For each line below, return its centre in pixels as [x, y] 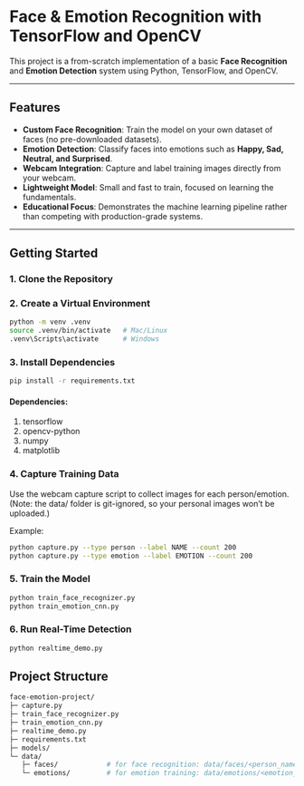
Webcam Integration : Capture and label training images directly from [152, 168]
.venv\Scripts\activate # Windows [85, 339]
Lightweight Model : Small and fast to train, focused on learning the [148, 187]
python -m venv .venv [50, 322]
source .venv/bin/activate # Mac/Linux [89, 331]
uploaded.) [30, 513]
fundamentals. [49, 197]
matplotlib [41, 451]
